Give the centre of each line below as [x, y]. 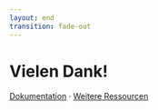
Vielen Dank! [59, 71]
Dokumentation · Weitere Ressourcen [79, 96]
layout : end [32, 18]
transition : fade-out [50, 26]
